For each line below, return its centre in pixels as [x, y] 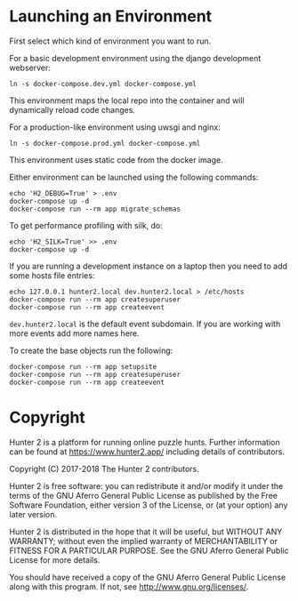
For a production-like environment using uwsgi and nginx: [115, 127]
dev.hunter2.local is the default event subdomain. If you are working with [145, 324]
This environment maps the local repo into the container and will [127, 100]
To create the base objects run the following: [91, 350]
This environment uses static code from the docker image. [117, 160]
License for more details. [55, 560]
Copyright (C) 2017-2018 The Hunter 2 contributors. [105, 469]
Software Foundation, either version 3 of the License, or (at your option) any [149, 505]
